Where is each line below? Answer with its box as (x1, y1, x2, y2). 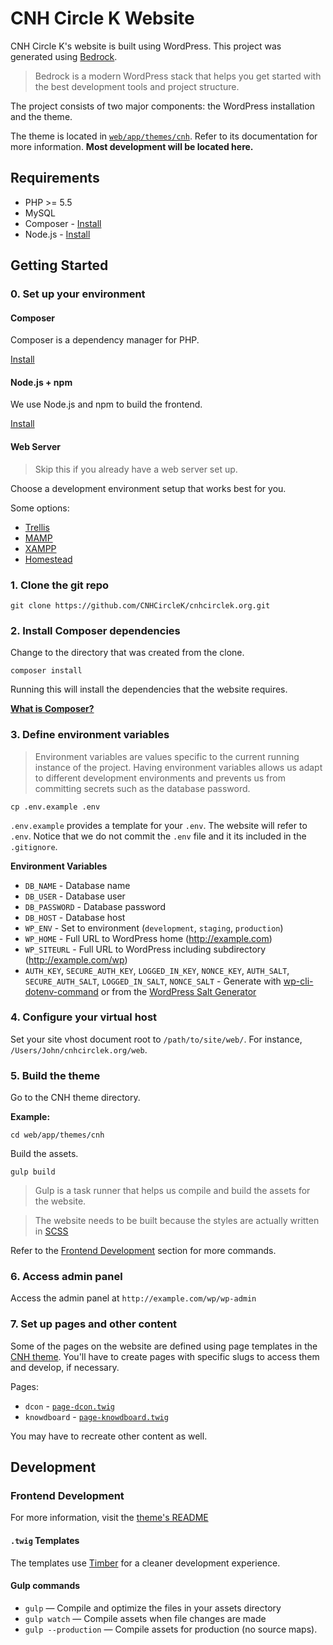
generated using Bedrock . (10, 50, 118, 62)
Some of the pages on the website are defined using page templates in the (10, 1340, 318, 1352)
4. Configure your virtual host (10, 1010, 158, 1024)
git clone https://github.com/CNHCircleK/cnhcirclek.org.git (10, 600, 271, 611)
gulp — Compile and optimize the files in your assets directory (24, 1602, 282, 1614)
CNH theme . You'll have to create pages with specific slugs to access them (10, 1350, 320, 1362)
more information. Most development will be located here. (10, 140, 254, 152)
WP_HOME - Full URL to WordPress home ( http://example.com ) (24, 932, 273, 944)
